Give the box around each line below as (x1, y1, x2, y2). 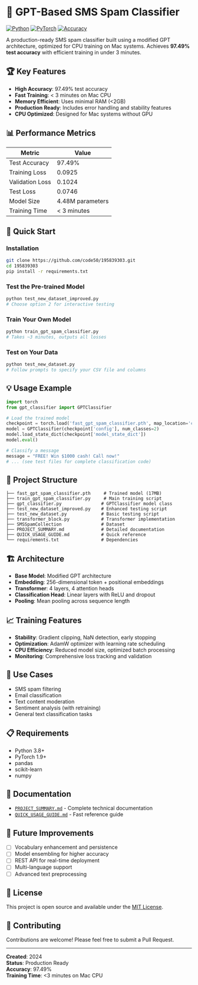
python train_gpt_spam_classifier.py (6, 329, 99, 335)
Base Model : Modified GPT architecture (14, 572, 112, 580)
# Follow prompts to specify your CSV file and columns (6, 367, 146, 373)
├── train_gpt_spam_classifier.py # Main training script (6, 495, 162, 502)
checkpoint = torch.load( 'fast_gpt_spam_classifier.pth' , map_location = (6, 421, 189, 426)
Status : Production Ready (6, 960, 69, 967)
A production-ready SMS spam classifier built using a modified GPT (6, 36, 171, 43)
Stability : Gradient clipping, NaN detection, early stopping (14, 634, 156, 641)
